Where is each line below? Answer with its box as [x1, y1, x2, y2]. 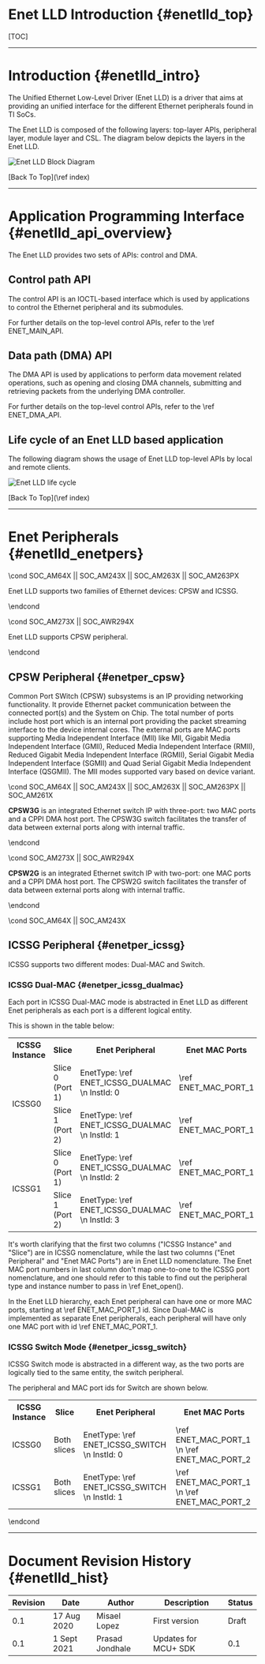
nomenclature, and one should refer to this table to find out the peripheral [8, 1273, 247, 1283]
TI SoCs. [8, 109, 36, 119]
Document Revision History [8, 1552, 192, 1570]
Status [227, 1597, 253, 1608]
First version [152, 1616, 200, 1627]
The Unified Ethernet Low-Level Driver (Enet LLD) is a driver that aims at [8, 92, 244, 102]
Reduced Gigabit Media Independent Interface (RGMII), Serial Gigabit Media [8, 750, 255, 759]
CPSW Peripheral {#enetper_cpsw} [8, 670, 185, 684]
